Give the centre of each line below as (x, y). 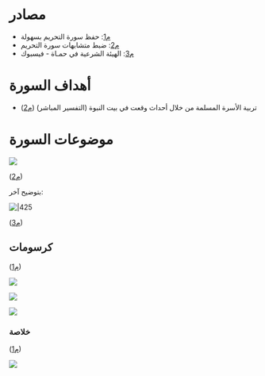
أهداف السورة (50, 86)
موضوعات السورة (61, 140)
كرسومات (31, 247)
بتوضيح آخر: (26, 191)
